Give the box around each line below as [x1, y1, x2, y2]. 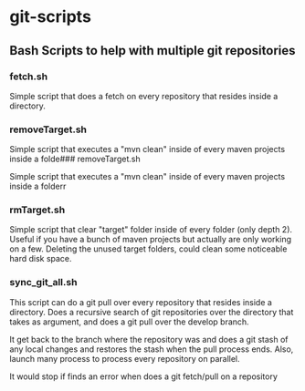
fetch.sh [9, 70, 48, 83]
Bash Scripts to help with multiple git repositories [9, 43, 296, 58]
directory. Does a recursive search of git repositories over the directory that [9, 306, 294, 317]
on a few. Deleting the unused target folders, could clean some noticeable [9, 243, 288, 254]
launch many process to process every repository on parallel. [9, 353, 240, 364]
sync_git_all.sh [9, 276, 78, 289]
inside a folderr [9, 180, 67, 192]
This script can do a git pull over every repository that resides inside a [9, 296, 272, 307]
